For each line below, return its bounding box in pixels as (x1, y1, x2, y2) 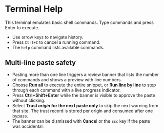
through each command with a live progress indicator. (12, 87, 121, 93)
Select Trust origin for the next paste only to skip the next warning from (12, 102, 159, 108)
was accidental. (12, 123, 44, 129)
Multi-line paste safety (5, 58, 76, 67)
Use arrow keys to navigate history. (12, 34, 83, 40)
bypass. (12, 113, 28, 119)
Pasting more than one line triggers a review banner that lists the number (12, 72, 159, 77)
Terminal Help (5, 3, 63, 15)
